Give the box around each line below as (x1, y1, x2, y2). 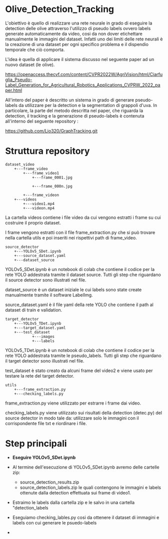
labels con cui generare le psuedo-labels (12, 519, 97, 525)
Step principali (5, 438, 67, 449)
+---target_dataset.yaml (14, 325, 66, 330)
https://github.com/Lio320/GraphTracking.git (5, 127, 98, 133)
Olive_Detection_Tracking (5, 3, 114, 15)
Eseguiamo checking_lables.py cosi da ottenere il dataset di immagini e (12, 514, 159, 520)
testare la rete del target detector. (5, 372, 74, 378)
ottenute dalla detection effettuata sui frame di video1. (19, 489, 131, 495)
